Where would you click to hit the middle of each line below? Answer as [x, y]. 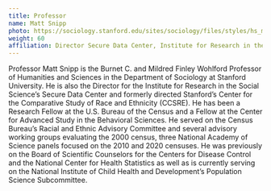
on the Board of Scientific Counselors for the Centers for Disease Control [130, 155]
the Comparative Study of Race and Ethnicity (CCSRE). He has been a [124, 103]
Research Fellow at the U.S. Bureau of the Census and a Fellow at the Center [135, 112]
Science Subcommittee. [48, 180]
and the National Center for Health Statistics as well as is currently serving [132, 163]
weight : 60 [27, 38]
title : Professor [38, 16]
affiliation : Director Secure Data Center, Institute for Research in [129, 46]
